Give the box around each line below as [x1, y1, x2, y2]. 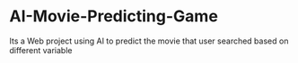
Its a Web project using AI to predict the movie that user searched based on [9, 35, 289, 46]
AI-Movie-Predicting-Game [9, 6, 218, 27]
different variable [9, 44, 73, 55]
